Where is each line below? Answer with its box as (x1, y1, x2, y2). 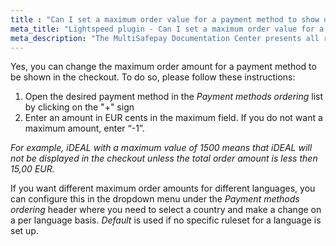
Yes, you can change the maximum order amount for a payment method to (10, 61, 317, 73)
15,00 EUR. (10, 163, 55, 175)
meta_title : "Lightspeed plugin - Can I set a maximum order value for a (10, 24, 325, 34)
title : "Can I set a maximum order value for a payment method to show (10, 14, 320, 25)
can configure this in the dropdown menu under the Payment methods (10, 193, 300, 205)
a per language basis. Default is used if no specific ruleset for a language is (10, 214, 322, 226)
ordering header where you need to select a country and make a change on (10, 204, 322, 216)
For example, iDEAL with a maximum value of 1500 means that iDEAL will (10, 142, 313, 154)
